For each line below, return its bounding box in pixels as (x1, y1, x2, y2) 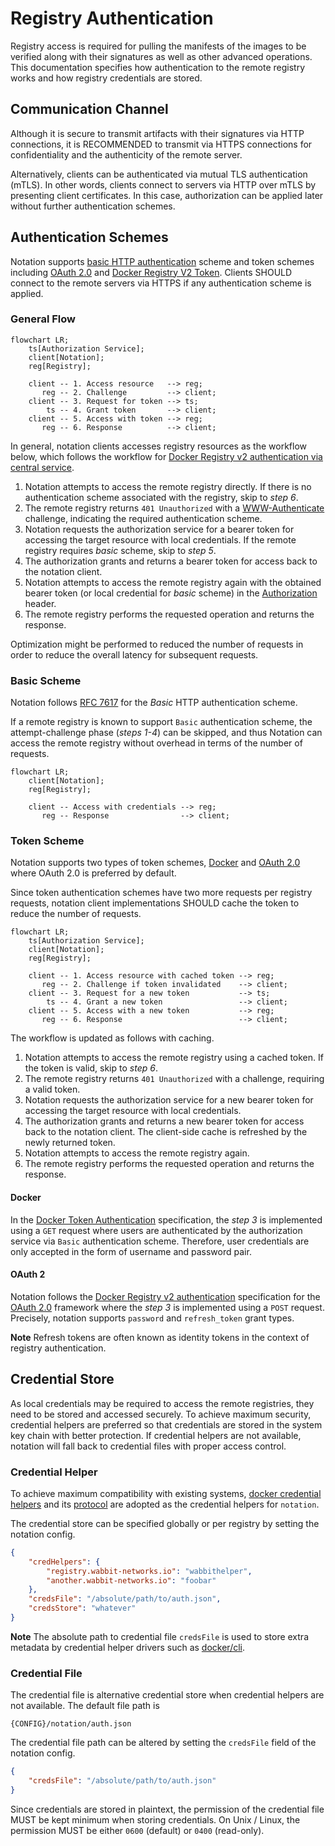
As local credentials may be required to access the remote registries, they (10, 1397, 315, 1409)
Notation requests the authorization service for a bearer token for (24, 523, 295, 535)
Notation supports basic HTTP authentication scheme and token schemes (10, 255, 315, 267)
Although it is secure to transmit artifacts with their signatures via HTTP (10, 127, 305, 139)
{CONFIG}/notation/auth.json (10, 1719, 132, 1729)
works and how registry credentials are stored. (10, 72, 203, 84)
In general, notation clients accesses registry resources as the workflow (10, 440, 307, 452)
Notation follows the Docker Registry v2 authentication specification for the (10, 1290, 321, 1302)
